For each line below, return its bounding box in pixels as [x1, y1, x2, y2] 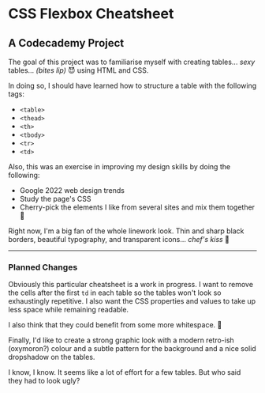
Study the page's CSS [19, 195, 91, 203]
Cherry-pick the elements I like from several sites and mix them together [19, 202, 255, 212]
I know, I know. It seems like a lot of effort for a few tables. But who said [8, 368, 241, 377]
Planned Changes [8, 262, 78, 273]
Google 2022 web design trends [19, 186, 125, 195]
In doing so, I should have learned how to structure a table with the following [8, 81, 257, 90]
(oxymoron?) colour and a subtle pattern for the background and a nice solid [8, 344, 256, 353]
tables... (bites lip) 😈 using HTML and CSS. [8, 66, 149, 75]
